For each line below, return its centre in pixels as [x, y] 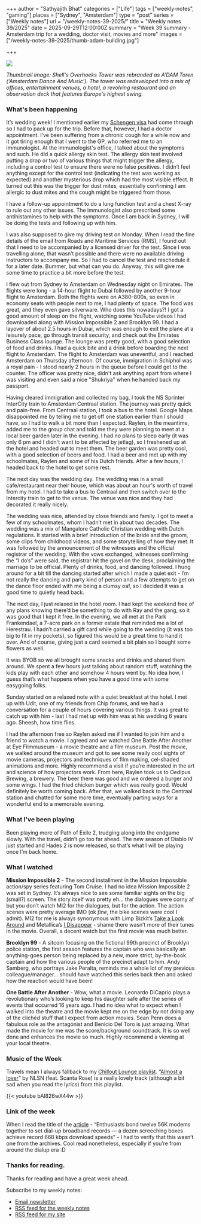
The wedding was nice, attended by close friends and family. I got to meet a [100, 516]
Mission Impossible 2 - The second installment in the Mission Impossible [97, 880]
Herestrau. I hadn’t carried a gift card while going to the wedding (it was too [100, 629]
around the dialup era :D [36, 1150]
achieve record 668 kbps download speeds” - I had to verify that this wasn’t [100, 1137]
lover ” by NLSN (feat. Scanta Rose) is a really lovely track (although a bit [95, 1078]
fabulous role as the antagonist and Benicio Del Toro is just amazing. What [98, 1024]
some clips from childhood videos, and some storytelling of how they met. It [100, 541]
